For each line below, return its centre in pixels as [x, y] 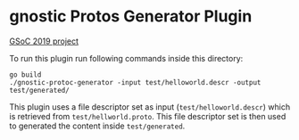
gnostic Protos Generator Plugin [131, 16]
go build [25, 74]
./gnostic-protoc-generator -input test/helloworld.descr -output [135, 82]
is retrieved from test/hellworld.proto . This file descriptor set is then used [148, 116]
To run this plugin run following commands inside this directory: [126, 58]
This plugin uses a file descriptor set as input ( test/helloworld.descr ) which [150, 107]
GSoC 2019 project [44, 41]
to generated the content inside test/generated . [97, 126]
